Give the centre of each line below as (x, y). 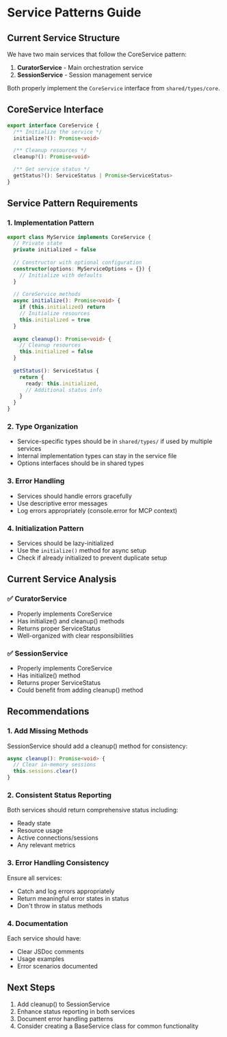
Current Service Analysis (62, 579)
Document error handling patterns (65, 1019)
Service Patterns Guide (74, 13)
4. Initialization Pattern (45, 528)
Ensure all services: (35, 877)
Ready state (34, 823)
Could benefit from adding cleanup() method (80, 690)
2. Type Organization (43, 426)
